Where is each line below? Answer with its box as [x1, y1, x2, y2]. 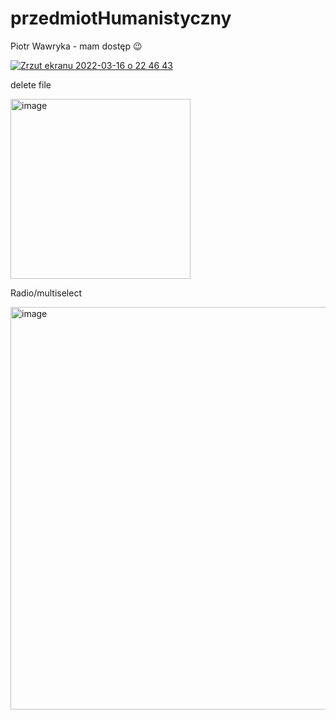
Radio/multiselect [10, 287, 82, 299]
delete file [10, 78, 52, 91]
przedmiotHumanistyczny [10, 7, 232, 30]
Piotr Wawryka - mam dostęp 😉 [10, 40, 143, 52]
